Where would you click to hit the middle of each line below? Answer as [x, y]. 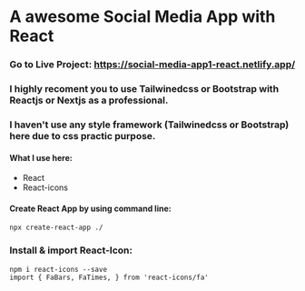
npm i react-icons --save [58, 269]
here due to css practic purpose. [83, 135]
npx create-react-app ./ [56, 228]
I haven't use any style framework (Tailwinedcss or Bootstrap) [149, 125]
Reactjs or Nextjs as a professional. [89, 100]
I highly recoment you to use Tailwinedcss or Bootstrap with [144, 89]
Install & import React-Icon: [71, 250]
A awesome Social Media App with [143, 17]
